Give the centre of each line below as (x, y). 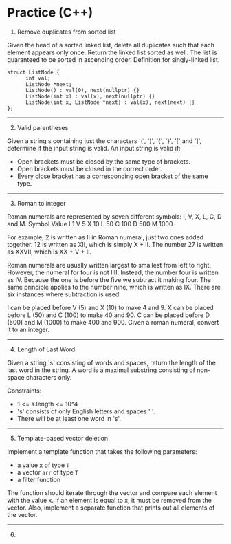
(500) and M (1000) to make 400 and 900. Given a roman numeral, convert (113, 322)
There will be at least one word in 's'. (69, 418)
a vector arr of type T (47, 472)
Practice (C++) (50, 13)
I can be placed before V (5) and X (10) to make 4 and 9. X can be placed (111, 307)
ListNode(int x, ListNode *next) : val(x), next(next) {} (110, 102)
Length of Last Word (46, 349)
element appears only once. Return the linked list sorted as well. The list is (112, 52)
